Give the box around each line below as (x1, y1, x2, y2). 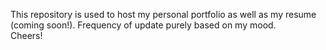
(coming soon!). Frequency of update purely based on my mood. (10, 19, 277, 31)
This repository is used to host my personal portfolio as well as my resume (10, 9, 317, 20)
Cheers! (10, 30, 43, 41)
